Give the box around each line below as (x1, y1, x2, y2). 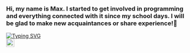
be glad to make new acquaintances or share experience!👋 (6, 19, 178, 27)
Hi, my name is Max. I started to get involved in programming (6, 5, 184, 13)
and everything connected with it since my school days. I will (6, 12, 185, 20)
